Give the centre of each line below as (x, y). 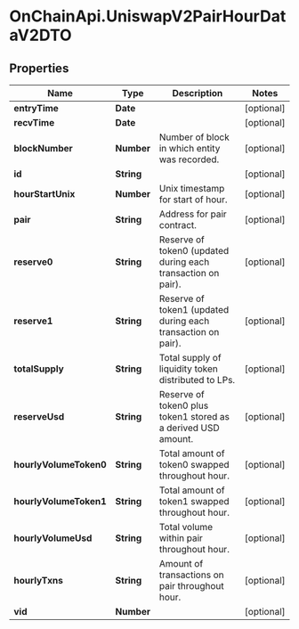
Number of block (194, 137)
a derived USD (189, 428)
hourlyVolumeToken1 (60, 501)
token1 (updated (194, 310)
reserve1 (33, 321)
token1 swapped (194, 501)
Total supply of (190, 358)
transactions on (191, 575)
